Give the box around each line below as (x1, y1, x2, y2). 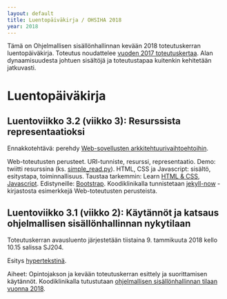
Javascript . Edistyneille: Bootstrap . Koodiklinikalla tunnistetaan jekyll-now (7, 180, 216, 188)
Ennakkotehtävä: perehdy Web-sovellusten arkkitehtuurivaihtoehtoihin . (7, 144, 209, 152)
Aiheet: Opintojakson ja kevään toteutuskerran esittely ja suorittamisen (7, 270, 208, 278)
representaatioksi (7, 125, 85, 138)
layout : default (7, 10, 54, 17)
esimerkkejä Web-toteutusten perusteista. (37, 187, 157, 195)
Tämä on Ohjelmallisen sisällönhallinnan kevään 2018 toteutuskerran (7, 42, 201, 50)
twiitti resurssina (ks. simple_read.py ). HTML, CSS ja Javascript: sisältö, (7, 165, 211, 173)
